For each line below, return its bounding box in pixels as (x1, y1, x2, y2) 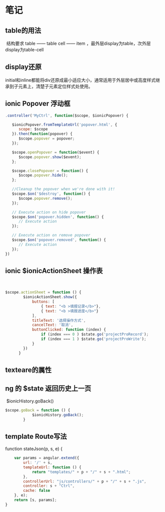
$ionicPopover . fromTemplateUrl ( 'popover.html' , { (11, 122, 117, 127)
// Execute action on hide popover (11, 209, 86, 215)
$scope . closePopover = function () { (11, 168, 88, 173)
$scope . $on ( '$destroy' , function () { (11, 191, 91, 196)
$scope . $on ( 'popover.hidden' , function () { (11, 214, 104, 219)
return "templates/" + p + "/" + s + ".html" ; (31, 469, 131, 474)
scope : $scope (18, 126, 48, 132)
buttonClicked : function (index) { (31, 327, 106, 332)
